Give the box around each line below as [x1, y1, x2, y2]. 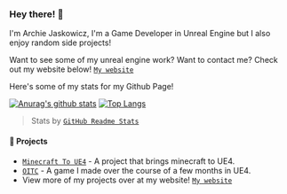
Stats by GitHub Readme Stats [30, 115, 140, 127]
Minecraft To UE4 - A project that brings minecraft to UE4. [21, 155, 235, 167]
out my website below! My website [9, 64, 134, 74]
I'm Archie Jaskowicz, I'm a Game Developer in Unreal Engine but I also [9, 28, 271, 39]
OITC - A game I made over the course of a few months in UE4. [21, 165, 251, 175]
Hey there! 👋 [9, 8, 64, 20]
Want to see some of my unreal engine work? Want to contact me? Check [9, 55, 278, 66]
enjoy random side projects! [9, 37, 112, 48]
